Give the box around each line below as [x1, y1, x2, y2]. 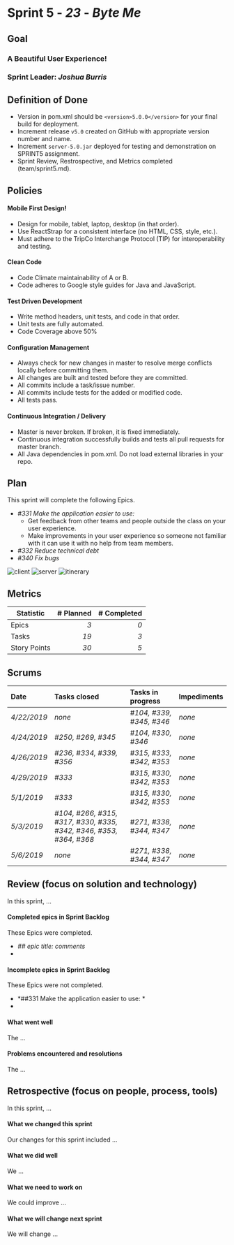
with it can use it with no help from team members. [27, 539, 174, 548]
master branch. [17, 442, 61, 451]
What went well [7, 1018, 54, 1026]
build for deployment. [17, 120, 79, 129]
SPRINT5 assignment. [17, 150, 80, 158]
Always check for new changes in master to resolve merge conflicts [17, 358, 212, 367]
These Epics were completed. [7, 929, 93, 937]
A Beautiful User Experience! [7, 54, 107, 64]
